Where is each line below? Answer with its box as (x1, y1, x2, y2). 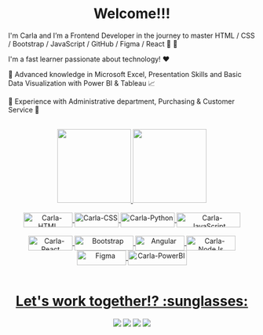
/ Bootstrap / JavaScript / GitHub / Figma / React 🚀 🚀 (8, 39, 178, 48)
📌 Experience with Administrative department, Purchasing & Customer (8, 96, 236, 106)
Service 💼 (8, 105, 40, 114)
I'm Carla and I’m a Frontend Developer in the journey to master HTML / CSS (8, 31, 255, 40)
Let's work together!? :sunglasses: (15, 293, 249, 311)
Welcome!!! (93, 5, 171, 23)
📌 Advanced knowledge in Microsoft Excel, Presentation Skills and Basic (8, 69, 242, 79)
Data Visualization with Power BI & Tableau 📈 (8, 78, 155, 87)
